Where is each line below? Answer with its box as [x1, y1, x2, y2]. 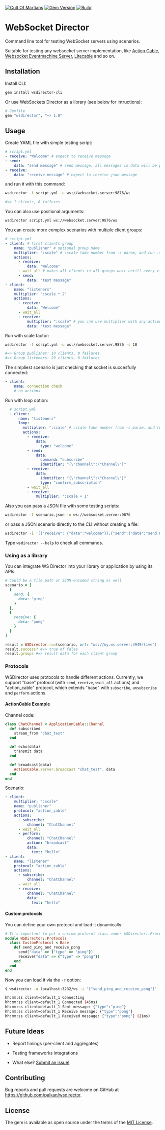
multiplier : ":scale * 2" [14, 292, 67, 296]
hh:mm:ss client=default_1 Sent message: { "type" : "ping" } [5, 1004, 126, 1010]
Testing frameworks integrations [12, 1050, 78, 1056]
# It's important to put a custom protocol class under [5, 931, 122, 936]
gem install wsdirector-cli [5, 90, 63, 95]
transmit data [14, 749, 43, 754]
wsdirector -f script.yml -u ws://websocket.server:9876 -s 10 [5, 342, 137, 347]
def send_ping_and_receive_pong [14, 945, 80, 950]
